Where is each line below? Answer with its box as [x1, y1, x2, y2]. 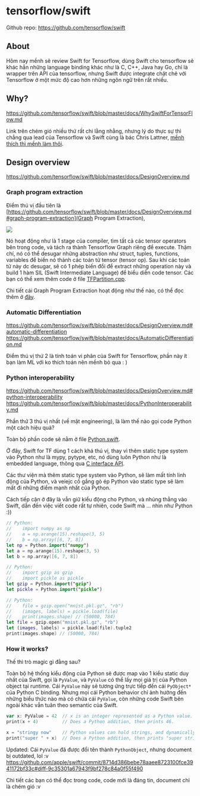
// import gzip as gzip [6, 570, 73, 576]
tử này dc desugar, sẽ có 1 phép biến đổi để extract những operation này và [6, 262, 192, 270]
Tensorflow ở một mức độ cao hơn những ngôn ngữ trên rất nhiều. [6, 76, 168, 83]
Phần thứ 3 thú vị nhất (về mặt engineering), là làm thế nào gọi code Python [6, 418, 192, 425]
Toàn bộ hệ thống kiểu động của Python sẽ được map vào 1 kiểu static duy [6, 670, 189, 677]
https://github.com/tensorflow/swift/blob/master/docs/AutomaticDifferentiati [6, 334, 194, 341]
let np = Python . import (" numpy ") [6, 542, 89, 548]
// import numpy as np [6, 526, 70, 532]
